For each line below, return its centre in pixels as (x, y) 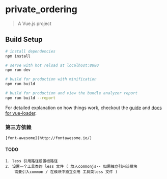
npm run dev (18, 70)
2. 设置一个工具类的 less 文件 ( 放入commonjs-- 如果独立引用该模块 (71, 167)
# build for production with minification (51, 79)
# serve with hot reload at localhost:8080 (52, 65)
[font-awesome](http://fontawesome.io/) (49, 138)
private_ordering (41, 9)
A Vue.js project (35, 23)
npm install (18, 56)
